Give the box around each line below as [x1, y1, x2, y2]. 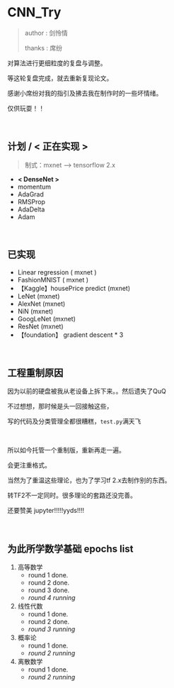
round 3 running [28, 625, 76, 633]
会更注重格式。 [7, 461, 51, 470]
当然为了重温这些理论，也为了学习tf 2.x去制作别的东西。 [7, 476, 171, 484]
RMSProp [17, 197, 46, 206]
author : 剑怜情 [24, 28, 69, 37]
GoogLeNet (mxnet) [17, 314, 76, 323]
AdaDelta [17, 205, 45, 213]
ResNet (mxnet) [17, 322, 64, 331]
